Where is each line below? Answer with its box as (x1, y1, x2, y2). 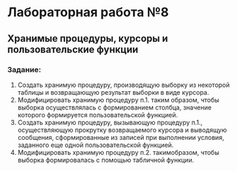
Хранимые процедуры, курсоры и (7, 33, 168, 45)
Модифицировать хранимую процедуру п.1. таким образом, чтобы (17, 95, 219, 104)
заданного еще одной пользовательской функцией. (17, 141, 174, 149)
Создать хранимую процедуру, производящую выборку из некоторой (17, 81, 230, 89)
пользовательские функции (7, 43, 139, 55)
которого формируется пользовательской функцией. (17, 110, 178, 119)
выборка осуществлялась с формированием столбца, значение (17, 103, 212, 112)
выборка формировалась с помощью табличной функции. (17, 155, 195, 164)
